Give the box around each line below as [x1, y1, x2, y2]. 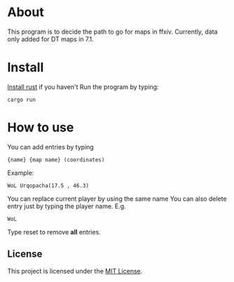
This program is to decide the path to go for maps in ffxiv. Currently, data [7, 27, 219, 36]
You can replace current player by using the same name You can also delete [7, 194, 227, 203]
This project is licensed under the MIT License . [7, 267, 143, 275]
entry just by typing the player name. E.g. [7, 201, 126, 210]
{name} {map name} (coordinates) [7, 156, 105, 163]
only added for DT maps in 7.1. [7, 34, 94, 43]
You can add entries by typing [7, 142, 95, 151]
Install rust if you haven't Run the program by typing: [7, 82, 159, 91]
